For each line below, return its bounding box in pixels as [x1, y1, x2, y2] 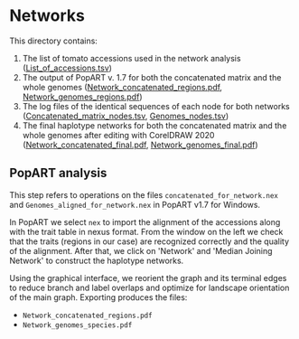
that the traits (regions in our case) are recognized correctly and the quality [9, 236, 290, 247]
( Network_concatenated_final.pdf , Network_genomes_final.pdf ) [22, 139, 259, 150]
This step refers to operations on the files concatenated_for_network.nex [9, 189, 278, 200]
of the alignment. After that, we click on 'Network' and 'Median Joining [9, 245, 273, 256]
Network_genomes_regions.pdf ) [22, 91, 143, 102]
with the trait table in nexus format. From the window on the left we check [9, 226, 284, 237]
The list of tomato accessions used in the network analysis [22, 52, 241, 63]
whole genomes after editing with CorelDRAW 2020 [22, 129, 215, 140]
